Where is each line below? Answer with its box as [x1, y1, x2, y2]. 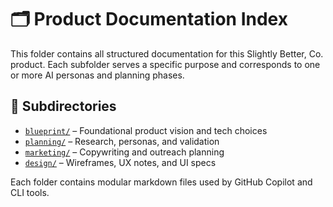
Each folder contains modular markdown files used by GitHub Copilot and [10, 176, 313, 188]
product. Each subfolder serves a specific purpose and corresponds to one [10, 58, 321, 70]
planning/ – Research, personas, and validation [24, 135, 220, 147]
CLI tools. [10, 186, 50, 198]
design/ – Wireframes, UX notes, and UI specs [24, 156, 217, 168]
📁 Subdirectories [10, 98, 117, 115]
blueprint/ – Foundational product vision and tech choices [24, 124, 268, 136]
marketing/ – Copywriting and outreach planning [24, 146, 225, 158]
